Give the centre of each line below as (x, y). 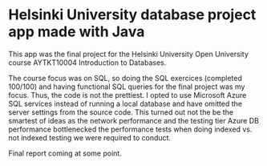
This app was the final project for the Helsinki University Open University (128, 54)
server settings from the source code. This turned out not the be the (121, 112)
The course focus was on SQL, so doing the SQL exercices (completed (125, 78)
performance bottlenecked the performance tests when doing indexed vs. (130, 129)
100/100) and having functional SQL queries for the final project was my (127, 87)
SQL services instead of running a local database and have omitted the (125, 103)
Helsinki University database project (132, 15)
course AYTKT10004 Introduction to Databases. (87, 63)
